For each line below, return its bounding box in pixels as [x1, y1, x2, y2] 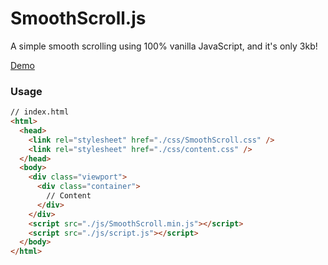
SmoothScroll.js [10, 7, 147, 30]
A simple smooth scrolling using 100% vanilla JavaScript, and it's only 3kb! [10, 40, 318, 52]
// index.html [10, 107, 70, 117]
